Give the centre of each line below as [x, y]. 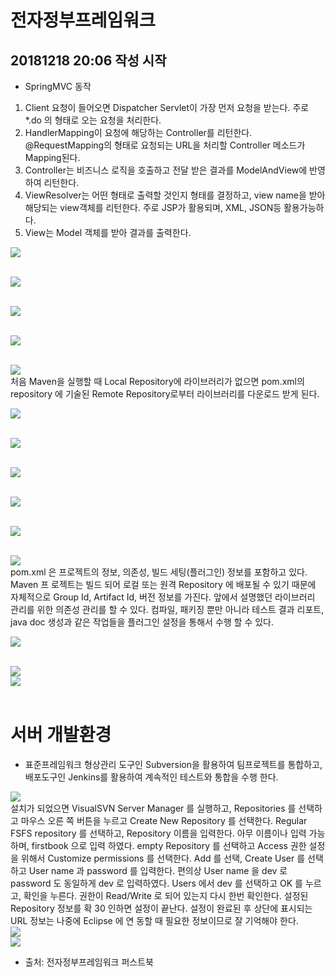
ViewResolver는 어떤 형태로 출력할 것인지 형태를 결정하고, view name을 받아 [175, 195]
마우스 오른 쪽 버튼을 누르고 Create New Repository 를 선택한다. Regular [164, 820]
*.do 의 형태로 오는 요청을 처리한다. [93, 120]
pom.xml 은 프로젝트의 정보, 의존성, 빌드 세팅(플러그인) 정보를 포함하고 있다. [159, 572]
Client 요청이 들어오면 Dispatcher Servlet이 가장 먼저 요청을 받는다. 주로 [167, 107]
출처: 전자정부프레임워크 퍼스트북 [89, 962]
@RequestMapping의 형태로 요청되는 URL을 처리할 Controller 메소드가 [165, 145]
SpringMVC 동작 [58, 86]
